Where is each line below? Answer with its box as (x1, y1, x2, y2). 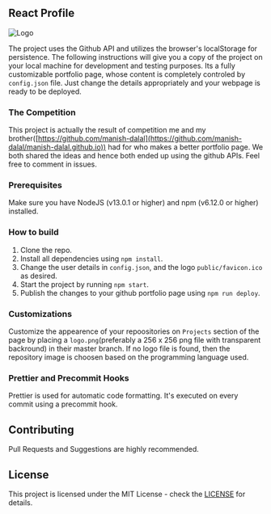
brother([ (8, 133, 39, 144)
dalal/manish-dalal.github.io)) (8, 142, 107, 152)
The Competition (8, 107, 76, 118)
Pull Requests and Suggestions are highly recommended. (8, 444, 200, 454)
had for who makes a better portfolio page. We (108, 142, 264, 152)
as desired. (19, 271, 58, 280)
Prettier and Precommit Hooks (8, 372, 129, 383)
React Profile (8, 6, 75, 20)
